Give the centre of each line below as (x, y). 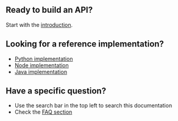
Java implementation (41, 71)
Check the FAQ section (43, 112)
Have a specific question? (56, 91)
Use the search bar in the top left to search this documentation (93, 106)
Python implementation (44, 59)
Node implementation (42, 65)
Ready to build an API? (49, 10)
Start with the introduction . (39, 24)
